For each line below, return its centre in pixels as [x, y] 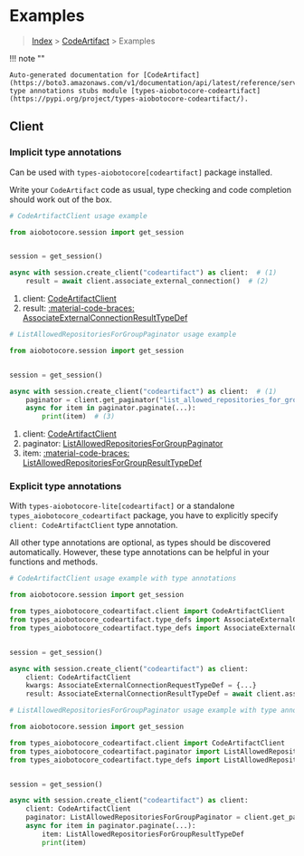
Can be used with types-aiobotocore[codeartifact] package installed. [141, 172]
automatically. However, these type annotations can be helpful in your [139, 553]
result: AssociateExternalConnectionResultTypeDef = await [139, 694]
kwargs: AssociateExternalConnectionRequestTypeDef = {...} [141, 686]
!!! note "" [27, 58]
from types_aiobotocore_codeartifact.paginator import [115, 751]
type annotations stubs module [68, 91]
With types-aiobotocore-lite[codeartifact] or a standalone [122, 506]
